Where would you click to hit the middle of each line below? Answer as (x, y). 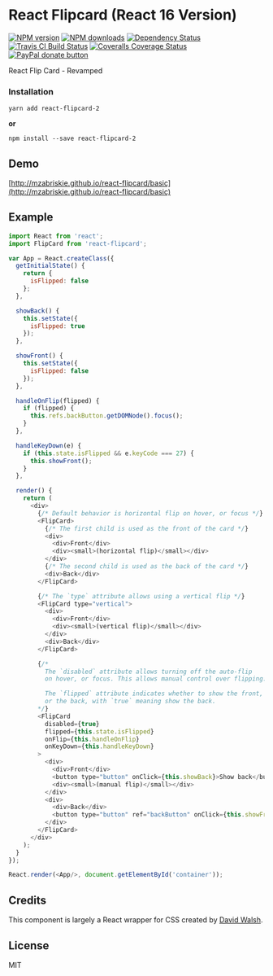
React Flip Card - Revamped (56, 70)
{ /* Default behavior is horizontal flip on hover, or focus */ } (151, 513)
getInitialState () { (50, 266)
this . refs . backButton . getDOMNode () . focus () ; (106, 416)
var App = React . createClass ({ (61, 258)
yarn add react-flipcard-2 (54, 109)
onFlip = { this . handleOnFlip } (92, 739)
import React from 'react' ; (56, 236)
